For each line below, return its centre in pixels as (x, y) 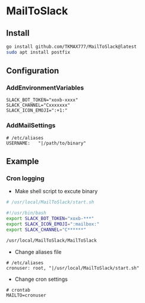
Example (23, 161)
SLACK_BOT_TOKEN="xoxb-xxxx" (42, 100)
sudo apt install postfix (38, 52)
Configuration (33, 71)
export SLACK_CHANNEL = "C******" (46, 230)
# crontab (18, 290)
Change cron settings (41, 279)
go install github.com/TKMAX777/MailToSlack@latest (71, 47)
